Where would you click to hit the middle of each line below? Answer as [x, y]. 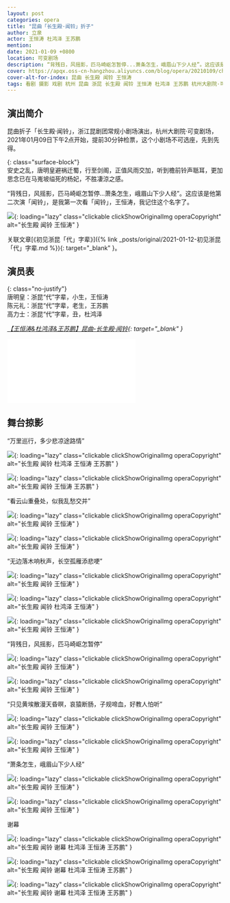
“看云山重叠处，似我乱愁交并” [49, 501]
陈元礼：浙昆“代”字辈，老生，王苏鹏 [58, 305]
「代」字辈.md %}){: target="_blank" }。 [64, 248]
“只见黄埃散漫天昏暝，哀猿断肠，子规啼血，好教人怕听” [85, 704]
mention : [20, 45]
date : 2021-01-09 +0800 [41, 52]
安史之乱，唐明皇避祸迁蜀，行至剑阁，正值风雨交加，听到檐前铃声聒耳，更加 [115, 170]
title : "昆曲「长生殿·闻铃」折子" [51, 26]
